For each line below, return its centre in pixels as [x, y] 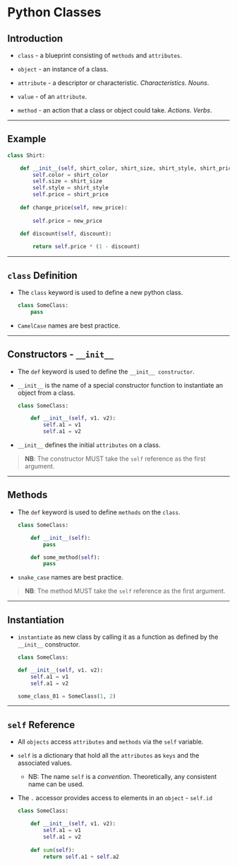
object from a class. [46, 393]
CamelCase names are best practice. [69, 325]
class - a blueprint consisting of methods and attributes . [99, 55]
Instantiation [36, 620]
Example [27, 139]
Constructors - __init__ [61, 354]
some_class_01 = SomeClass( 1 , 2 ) [67, 696]
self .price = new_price [67, 221]
